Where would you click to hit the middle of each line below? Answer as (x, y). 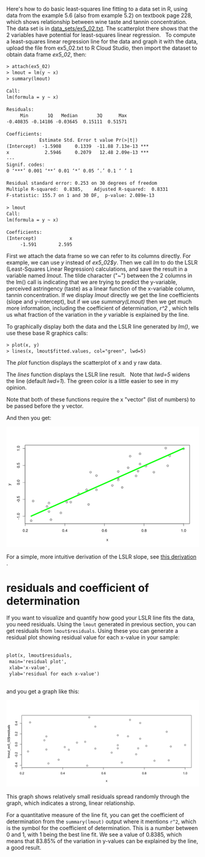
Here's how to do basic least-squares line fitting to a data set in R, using (97, 9)
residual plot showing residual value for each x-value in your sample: (93, 637)
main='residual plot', (38, 662)
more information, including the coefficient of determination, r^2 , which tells (103, 308)
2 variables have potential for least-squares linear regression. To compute (101, 35)
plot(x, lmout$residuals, (39, 656)
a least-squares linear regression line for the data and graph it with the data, (102, 41)
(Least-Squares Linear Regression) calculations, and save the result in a (97, 269)
